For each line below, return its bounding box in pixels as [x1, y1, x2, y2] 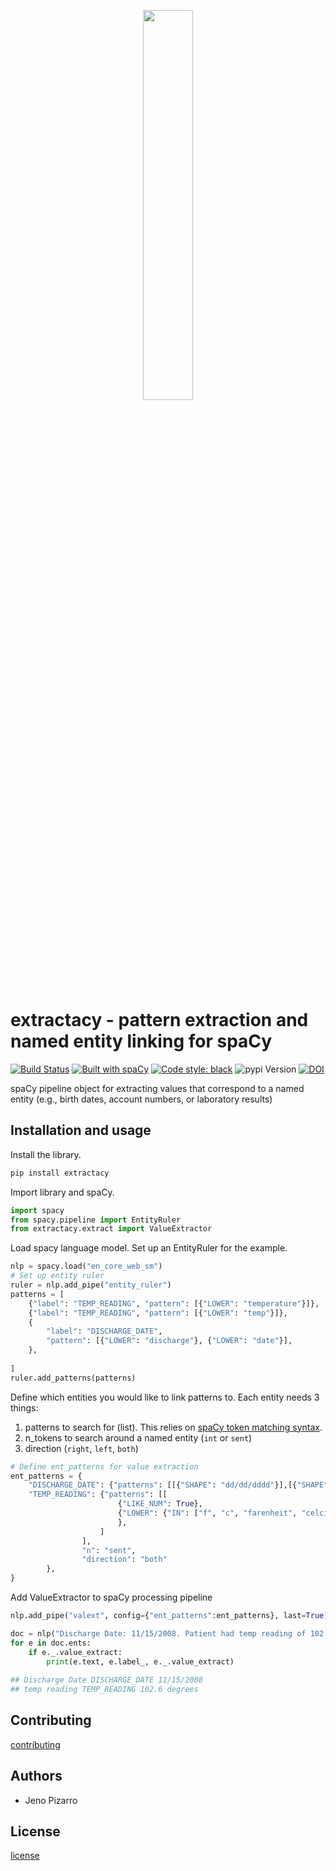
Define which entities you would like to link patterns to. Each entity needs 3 [10, 1391, 320, 1403]
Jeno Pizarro [24, 1794, 78, 1806]
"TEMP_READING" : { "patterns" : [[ [28, 1490, 168, 1500]
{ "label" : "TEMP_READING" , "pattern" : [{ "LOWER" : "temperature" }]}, [28, 1298, 320, 1309]
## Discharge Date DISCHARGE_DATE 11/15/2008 [10, 1675, 203, 1685]
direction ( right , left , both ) [24, 1442, 139, 1454]
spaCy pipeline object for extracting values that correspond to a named [10, 1082, 305, 1094]
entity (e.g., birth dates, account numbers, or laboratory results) [10, 1093, 273, 1105]
